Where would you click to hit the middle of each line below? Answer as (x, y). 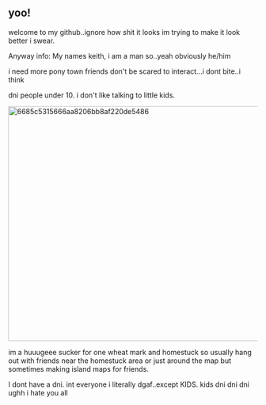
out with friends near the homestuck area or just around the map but (120, 361)
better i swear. (32, 40)
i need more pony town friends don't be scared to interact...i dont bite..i (125, 71)
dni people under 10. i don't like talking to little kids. (92, 95)
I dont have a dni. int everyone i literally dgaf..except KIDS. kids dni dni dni (129, 384)
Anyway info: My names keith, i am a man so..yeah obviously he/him (120, 55)
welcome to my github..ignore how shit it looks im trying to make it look (124, 32)
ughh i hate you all (38, 392)
